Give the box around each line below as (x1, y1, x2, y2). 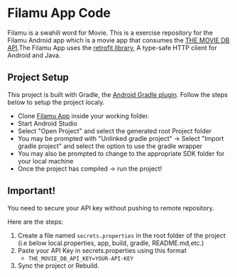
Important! (7, 185, 55, 197)
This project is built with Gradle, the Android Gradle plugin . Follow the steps (7, 90, 228, 98)
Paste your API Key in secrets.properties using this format (17, 246, 187, 254)
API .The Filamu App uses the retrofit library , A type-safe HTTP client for (7, 43, 218, 52)
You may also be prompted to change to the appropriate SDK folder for (17, 149, 225, 157)
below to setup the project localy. (7, 98, 105, 106)
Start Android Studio (17, 119, 78, 128)
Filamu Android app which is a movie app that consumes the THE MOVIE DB (7, 35, 230, 44)
